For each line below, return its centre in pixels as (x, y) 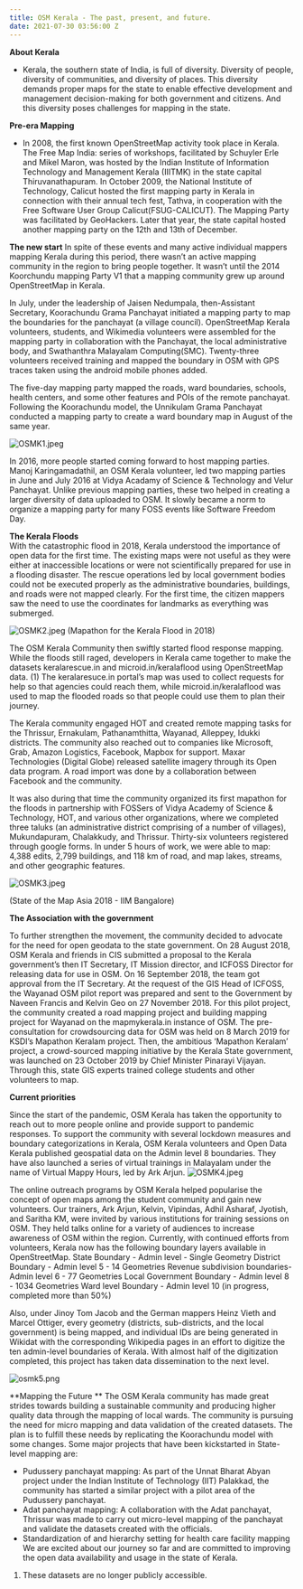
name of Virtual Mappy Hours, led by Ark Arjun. (97, 1172)
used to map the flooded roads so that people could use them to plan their (147, 696)
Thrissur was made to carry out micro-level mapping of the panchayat (153, 1518)
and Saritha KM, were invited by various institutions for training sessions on (150, 1218)
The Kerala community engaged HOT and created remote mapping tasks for (151, 723)
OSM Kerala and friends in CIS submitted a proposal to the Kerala (131, 954)
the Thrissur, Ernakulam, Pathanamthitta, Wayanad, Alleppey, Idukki (135, 732)
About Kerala (35, 52)
